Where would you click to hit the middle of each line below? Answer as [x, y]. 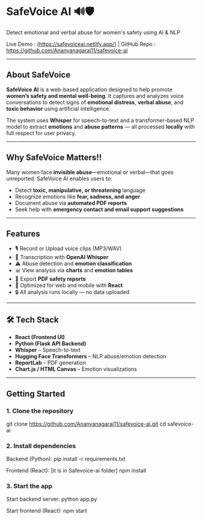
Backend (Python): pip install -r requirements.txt [66, 459]
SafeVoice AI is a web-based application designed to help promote [89, 89]
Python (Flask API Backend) [50, 344]
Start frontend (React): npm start [47, 511]
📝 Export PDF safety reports [50, 279]
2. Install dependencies [41, 445]
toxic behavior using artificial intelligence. [58, 108]
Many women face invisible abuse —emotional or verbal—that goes [90, 172]
